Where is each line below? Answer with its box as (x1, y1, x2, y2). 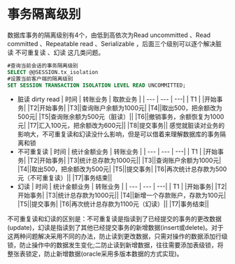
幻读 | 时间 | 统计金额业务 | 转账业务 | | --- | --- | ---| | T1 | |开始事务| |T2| (17, 182, 227, 191)
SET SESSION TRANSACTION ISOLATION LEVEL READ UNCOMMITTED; (7, 82, 187, 89)
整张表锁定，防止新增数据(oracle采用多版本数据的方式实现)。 (7, 249, 183, 258)
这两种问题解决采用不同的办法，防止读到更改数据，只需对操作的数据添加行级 (7, 232, 228, 241)
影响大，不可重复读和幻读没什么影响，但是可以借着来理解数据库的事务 (17, 130, 220, 138)
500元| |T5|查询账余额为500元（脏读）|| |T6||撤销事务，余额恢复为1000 (17, 112, 225, 121)
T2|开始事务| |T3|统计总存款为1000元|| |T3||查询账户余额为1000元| (29, 156, 222, 165)
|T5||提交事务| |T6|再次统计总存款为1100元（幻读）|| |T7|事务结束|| (17, 200, 210, 208)
